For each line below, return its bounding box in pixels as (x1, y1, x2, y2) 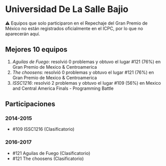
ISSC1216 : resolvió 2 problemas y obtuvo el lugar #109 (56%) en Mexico (12, 80, 161, 86)
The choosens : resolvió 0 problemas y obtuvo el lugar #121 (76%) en (12, 69, 154, 75)
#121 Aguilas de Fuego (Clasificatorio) (12, 150, 90, 156)
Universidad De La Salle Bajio (5, 4, 128, 15)
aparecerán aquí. (5, 31, 40, 37)
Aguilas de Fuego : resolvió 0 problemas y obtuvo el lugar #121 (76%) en (12, 59, 161, 65)
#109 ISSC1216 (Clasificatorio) (12, 126, 75, 132)
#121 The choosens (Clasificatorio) (12, 155, 84, 161)
